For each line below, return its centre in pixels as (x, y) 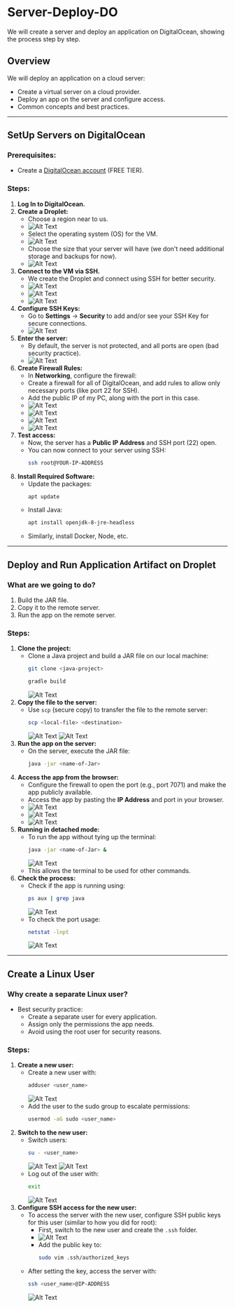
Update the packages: (60, 483)
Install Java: (45, 510)
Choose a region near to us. (68, 219)
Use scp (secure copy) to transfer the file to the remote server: (118, 710)
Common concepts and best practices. (73, 107)
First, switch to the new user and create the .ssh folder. (118, 1229)
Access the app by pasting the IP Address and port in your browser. (126, 799)
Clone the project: (44, 648)
